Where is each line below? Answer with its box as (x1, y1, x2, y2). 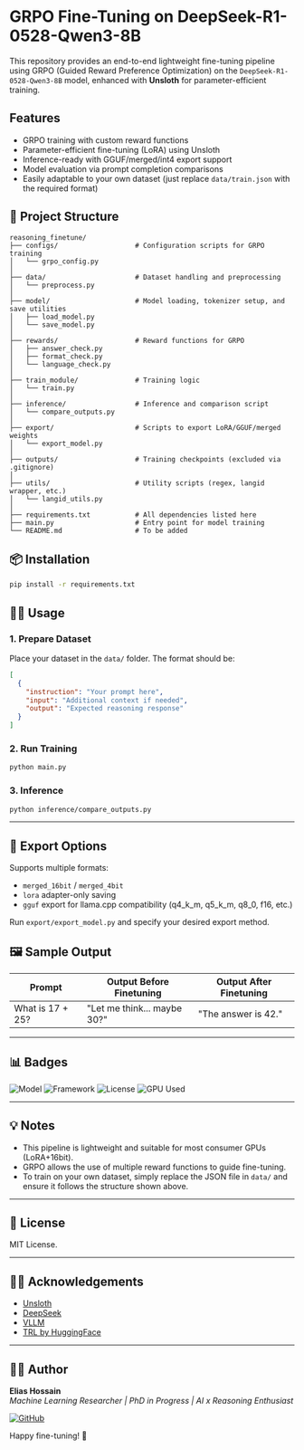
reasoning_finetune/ (9, 233, 88, 242)
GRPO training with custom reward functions (22, 134, 189, 146)
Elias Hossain (9, 1386, 62, 1397)
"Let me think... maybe (86, 1002, 183, 1015)
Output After (215, 976, 272, 988)
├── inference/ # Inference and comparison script (9, 399, 270, 408)
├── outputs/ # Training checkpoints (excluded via (9, 454, 281, 463)
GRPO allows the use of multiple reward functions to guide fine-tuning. (22, 1161, 287, 1172)
